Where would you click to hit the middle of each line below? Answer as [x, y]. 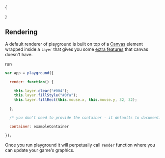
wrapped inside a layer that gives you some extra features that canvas [77, 49]
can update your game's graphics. [40, 150]
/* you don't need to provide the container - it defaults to [74, 118]
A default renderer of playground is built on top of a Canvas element [74, 44]
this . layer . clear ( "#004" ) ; [41, 91]
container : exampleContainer [39, 126]
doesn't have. [19, 54]
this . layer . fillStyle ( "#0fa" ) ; [46, 95]
